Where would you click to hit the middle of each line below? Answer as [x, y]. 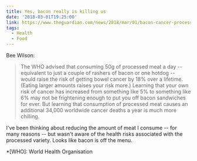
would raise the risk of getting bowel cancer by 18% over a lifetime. [102, 79]
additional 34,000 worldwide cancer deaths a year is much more [98, 110]
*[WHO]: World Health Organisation [49, 152]
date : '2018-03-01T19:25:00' [42, 17]
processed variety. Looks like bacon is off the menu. [69, 140]
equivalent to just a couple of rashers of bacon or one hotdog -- [98, 73]
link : [13, 22]
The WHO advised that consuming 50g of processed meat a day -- [101, 67]
